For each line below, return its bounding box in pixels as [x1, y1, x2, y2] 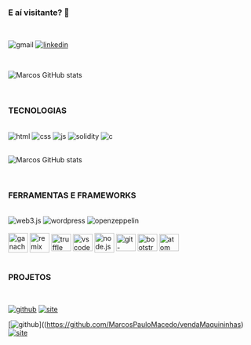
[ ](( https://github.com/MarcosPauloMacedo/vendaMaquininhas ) [8, 320, 244, 329]
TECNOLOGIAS [8, 105, 67, 116]
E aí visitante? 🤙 [8, 7, 70, 18]
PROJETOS [8, 271, 52, 282]
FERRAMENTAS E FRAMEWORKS [8, 190, 136, 201]
